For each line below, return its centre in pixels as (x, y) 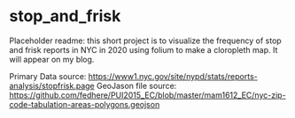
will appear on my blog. (52, 59)
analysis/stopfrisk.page (52, 85)
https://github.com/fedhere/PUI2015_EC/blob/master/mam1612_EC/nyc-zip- (147, 95)
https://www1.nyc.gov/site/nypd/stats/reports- (173, 76)
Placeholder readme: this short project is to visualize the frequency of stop (145, 41)
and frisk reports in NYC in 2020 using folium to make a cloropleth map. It (144, 49)
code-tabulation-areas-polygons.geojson (85, 104)
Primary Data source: (48, 76)
